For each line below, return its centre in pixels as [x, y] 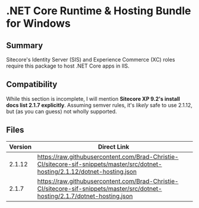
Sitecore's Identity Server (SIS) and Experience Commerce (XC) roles [91, 60]
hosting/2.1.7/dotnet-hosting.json [85, 196]
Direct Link [113, 146]
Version [20, 146]
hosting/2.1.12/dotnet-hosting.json [87, 171]
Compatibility [32, 84]
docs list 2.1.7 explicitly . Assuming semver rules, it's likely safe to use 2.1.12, [99, 105]
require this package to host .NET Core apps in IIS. [68, 66]
